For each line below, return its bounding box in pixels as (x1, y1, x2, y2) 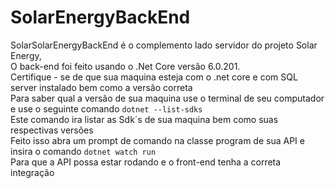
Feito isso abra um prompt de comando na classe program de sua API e (10, 134, 305, 146)
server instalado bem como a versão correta (10, 81, 193, 93)
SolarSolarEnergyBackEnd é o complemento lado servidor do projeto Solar (10, 39, 318, 51)
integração (10, 166, 55, 178)
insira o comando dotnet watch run (10, 145, 157, 157)
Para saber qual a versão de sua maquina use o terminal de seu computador (10, 92, 325, 104)
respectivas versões (10, 124, 94, 136)
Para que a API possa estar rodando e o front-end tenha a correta (10, 156, 282, 168)
